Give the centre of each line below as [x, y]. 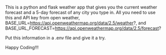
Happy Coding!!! [22, 47]
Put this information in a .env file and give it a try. [55, 38]
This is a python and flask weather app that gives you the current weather [81, 7]
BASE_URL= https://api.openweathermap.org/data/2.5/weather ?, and [76, 23]
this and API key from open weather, [42, 18]
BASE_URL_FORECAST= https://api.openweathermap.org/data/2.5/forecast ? [83, 28]
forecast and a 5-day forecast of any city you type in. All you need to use [80, 12]
